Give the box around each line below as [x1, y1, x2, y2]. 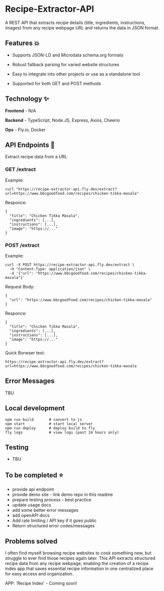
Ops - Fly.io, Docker [5, 126, 46, 133]
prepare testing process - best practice [12, 497, 92, 503]
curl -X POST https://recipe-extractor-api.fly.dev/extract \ [5, 262, 135, 267]
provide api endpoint [12, 486, 54, 493]
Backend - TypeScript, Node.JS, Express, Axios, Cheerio [5, 117, 120, 123]
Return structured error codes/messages [12, 523, 95, 529]
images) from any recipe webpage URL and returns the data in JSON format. [5, 24, 160, 30]
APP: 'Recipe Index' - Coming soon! [5, 580, 77, 586]
